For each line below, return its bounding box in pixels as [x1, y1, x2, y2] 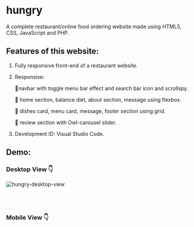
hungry [6, 4, 43, 17]
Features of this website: [6, 46, 99, 56]
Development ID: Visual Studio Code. [14, 130, 105, 137]
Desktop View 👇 [6, 165, 53, 173]
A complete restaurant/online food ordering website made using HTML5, [6, 23, 182, 30]
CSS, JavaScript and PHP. [6, 29, 69, 36]
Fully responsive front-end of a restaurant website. [14, 62, 138, 69]
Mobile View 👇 [6, 213, 49, 222]
